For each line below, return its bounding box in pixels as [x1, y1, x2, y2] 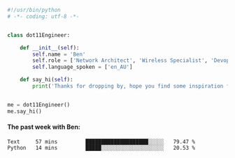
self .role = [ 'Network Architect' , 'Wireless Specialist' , [32, 57, 208, 64]
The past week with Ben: [7, 123, 80, 132]
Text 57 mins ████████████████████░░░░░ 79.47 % [7, 138, 196, 145]
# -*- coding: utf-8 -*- [7, 13, 80, 20]
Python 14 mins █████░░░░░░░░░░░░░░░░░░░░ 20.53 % [7, 144, 196, 151]
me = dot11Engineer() [7, 101, 71, 108]
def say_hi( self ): [20, 77, 73, 84]
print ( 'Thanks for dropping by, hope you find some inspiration [32, 83, 224, 90]
